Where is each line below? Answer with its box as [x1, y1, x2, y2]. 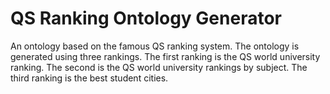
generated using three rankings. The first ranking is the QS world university [10, 50, 321, 62]
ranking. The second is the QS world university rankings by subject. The [10, 61, 308, 73]
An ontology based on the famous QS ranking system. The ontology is [10, 40, 300, 52]
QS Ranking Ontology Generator [10, 7, 282, 30]
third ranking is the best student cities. [10, 72, 169, 84]
